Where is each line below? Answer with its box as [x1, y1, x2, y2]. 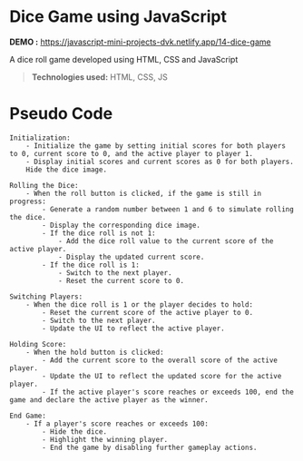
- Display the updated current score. [57, 252, 205, 261]
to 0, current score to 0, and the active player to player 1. [9, 149, 254, 158]
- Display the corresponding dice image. [42, 221, 201, 230]
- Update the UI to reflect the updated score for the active [42, 371, 282, 380]
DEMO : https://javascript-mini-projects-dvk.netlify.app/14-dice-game [9, 36, 271, 47]
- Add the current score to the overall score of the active [42, 356, 279, 365]
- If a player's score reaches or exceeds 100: [25, 419, 209, 428]
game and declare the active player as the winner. [9, 395, 209, 405]
